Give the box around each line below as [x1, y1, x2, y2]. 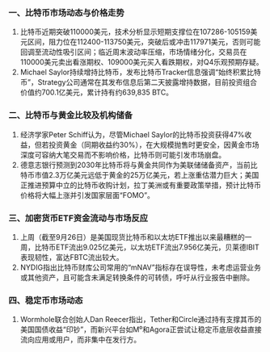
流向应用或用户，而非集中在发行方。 [19, 335, 141, 345]
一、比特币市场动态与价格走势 [8, 6, 125, 18]
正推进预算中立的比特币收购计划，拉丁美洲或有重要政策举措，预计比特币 [19, 180, 261, 190]
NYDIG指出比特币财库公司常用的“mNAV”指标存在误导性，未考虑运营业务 [19, 262, 261, 272]
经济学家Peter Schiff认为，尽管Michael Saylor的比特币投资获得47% [19, 129, 245, 139]
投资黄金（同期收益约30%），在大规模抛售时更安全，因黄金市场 [48, 140, 260, 149]
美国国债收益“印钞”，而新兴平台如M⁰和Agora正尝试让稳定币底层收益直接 [19, 325, 262, 334]
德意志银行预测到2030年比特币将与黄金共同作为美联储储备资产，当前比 [19, 160, 258, 170]
